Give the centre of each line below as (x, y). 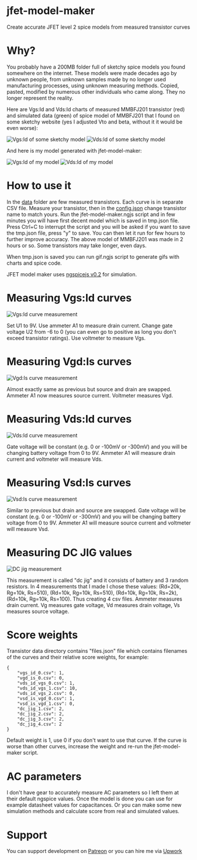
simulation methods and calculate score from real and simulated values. (93, 811)
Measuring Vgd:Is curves (69, 362)
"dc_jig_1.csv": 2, (41, 709)
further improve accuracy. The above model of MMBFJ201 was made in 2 (95, 239)
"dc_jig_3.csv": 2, (41, 719)
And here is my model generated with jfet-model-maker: (74, 150)
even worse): (23, 128)
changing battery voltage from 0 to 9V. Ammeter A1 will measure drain (91, 453)
